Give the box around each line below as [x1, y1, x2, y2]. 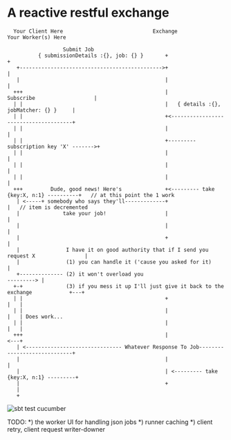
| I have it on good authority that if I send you [16, 246, 209, 253]
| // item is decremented [7, 203, 89, 211]
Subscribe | [7, 94, 98, 101]
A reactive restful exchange [7, 5, 169, 21]
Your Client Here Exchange [13, 28, 178, 35]
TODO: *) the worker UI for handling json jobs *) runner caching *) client [7, 418, 213, 426]
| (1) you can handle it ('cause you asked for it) [16, 258, 212, 265]
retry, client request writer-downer [7, 425, 106, 433]
